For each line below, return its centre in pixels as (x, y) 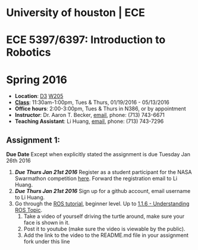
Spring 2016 (37, 80)
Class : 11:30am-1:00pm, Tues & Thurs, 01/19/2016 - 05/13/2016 (92, 102)
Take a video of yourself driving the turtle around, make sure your (104, 216)
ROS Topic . (29, 210)
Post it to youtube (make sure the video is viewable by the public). (104, 229)
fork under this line (47, 242)
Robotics (29, 53)
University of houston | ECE (76, 13)
